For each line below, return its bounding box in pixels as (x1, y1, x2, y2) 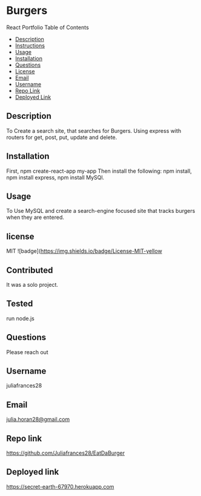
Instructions (15, 42, 45, 49)
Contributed (6, 265, 53, 275)
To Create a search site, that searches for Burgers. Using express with (6, 127, 182, 134)
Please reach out (6, 348, 48, 355)
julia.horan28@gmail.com (6, 416, 70, 423)
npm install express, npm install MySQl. (6, 173, 105, 181)
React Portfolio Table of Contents (6, 24, 89, 31)
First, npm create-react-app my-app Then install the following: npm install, (6, 167, 192, 175)
